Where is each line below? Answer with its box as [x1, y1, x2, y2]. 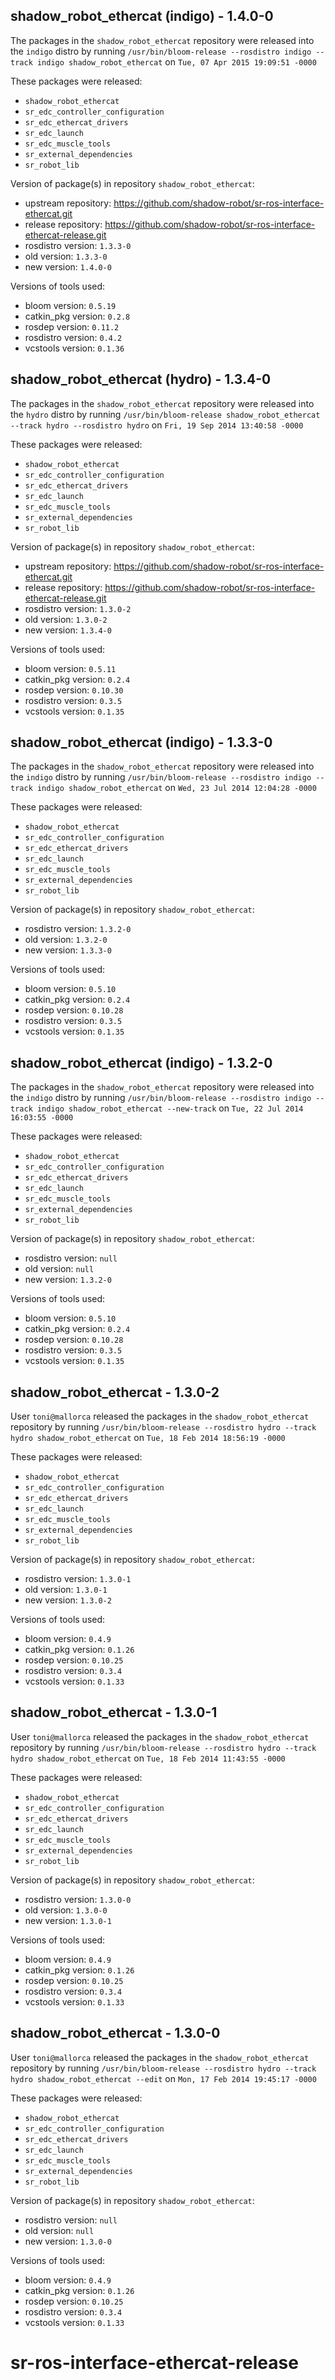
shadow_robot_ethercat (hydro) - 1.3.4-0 [10, 371, 272, 388]
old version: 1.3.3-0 [24, 250, 108, 262]
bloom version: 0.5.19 [24, 299, 117, 311]
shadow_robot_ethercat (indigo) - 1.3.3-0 [10, 734, 273, 751]
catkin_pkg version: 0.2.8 [24, 310, 131, 322]
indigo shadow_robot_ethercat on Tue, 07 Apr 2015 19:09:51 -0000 [36, 55, 317, 68]
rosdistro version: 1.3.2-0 [24, 923, 132, 935]
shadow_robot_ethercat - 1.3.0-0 [10, 2025, 221, 2042]
